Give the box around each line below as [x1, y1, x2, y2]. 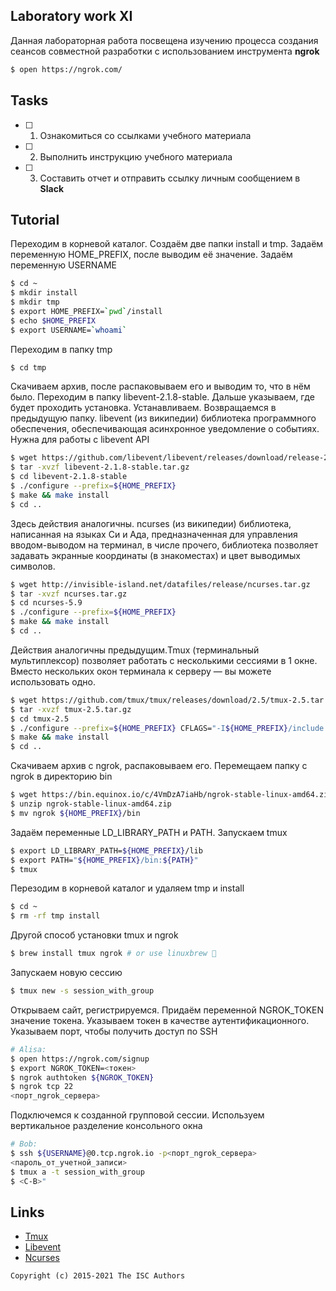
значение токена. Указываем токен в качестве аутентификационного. [10, 1014, 310, 1026]
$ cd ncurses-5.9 [10, 598, 83, 608]
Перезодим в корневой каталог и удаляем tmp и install [10, 882, 245, 894]
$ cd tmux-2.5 [10, 714, 70, 724]
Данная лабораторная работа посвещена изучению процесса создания [10, 34, 319, 46]
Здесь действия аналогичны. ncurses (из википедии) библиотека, [10, 517, 292, 529]
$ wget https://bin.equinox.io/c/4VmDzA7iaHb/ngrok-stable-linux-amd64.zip [10, 790, 333, 800]
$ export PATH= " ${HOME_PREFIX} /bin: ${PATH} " [10, 855, 199, 865]
